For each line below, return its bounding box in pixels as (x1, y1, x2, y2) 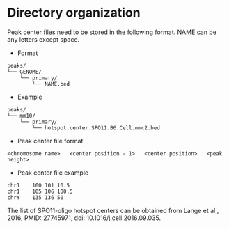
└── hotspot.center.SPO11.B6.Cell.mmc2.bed (32, 124, 160, 132)
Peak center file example (17, 168, 89, 177)
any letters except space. (7, 35, 80, 43)
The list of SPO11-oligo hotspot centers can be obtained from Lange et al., (7, 206, 219, 214)
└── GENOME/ (7, 68, 42, 75)
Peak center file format (17, 136, 84, 145)
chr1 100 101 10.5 (7, 182, 70, 189)
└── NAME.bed (32, 80, 70, 88)
